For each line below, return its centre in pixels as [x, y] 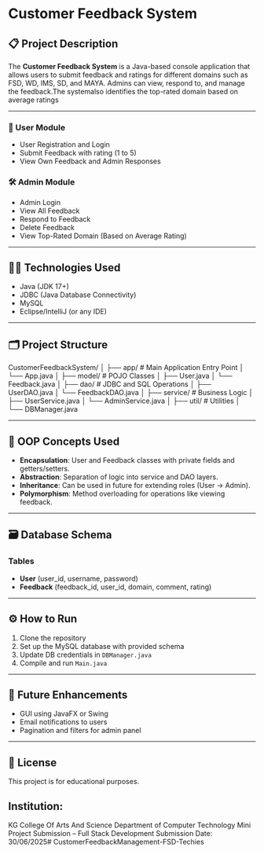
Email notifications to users [63, 722]
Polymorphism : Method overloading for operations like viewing [122, 494]
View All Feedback [49, 211]
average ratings [33, 100]
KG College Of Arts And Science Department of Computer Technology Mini [130, 825]
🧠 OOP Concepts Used [64, 441]
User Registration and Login [64, 145]
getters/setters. [44, 469]
